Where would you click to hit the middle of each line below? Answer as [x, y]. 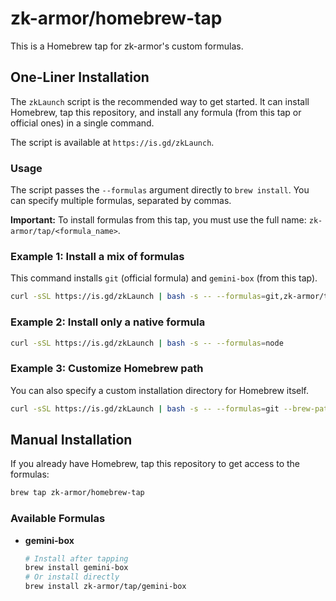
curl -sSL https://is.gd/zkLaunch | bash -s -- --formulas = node [147, 343]
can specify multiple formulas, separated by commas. [121, 201]
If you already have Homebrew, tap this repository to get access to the [155, 464]
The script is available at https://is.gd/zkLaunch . [112, 142]
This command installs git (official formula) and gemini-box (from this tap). [164, 278]
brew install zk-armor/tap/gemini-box [105, 587]
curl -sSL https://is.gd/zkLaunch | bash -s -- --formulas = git [145, 408]
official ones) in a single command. [82, 123]
